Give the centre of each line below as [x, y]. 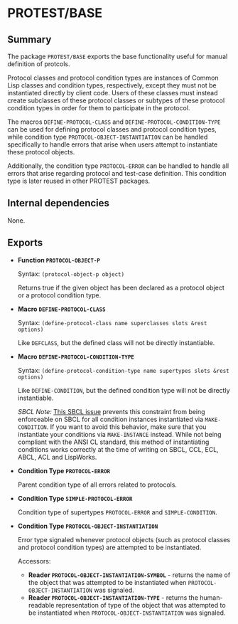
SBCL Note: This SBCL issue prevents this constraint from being [111, 411]
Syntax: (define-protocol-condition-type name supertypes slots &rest [123, 370]
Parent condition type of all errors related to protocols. [97, 485]
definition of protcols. [39, 64]
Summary [29, 39]
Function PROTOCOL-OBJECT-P [59, 260]
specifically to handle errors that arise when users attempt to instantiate [113, 144]
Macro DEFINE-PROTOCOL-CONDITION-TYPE [76, 356]
